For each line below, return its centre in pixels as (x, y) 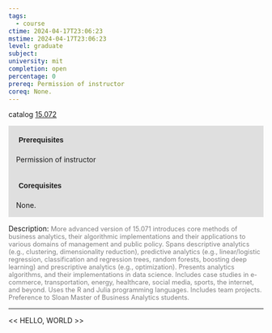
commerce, (25, 282)
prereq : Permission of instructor (67, 84)
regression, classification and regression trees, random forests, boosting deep (127, 259)
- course (30, 24)
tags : (17, 16)
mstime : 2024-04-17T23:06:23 (57, 39)
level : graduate (36, 46)
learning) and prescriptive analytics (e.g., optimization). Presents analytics (121, 268)
